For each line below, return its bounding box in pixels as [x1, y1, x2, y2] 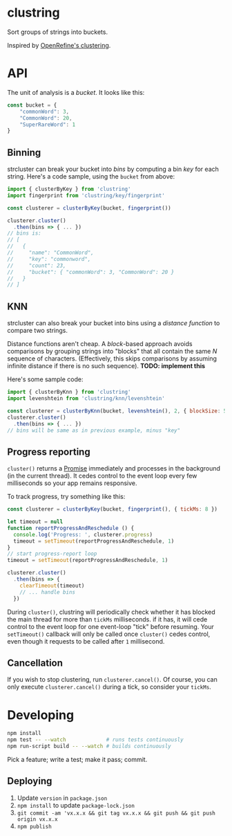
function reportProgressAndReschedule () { [7, 525, 135, 531]
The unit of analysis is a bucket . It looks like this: [7, 88, 145, 96]
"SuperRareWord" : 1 [19, 121, 76, 128]
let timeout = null [7, 518, 64, 525]
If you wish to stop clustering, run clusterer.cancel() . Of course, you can [7, 675, 217, 684]
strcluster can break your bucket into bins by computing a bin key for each [7, 165, 220, 174]
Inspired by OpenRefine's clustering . [7, 41, 111, 49]
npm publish [17, 823, 52, 830]
